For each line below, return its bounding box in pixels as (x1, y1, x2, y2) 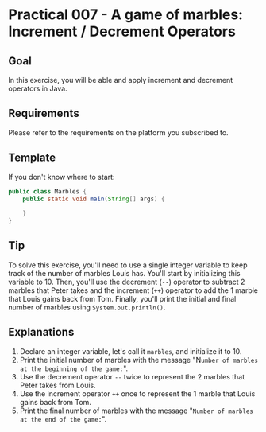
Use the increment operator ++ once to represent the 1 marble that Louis (19, 388, 256, 399)
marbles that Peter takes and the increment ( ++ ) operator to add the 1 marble (8, 285, 259, 295)
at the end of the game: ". (19, 414, 107, 423)
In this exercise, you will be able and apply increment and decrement (8, 76, 233, 84)
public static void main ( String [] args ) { (22, 195, 165, 203)
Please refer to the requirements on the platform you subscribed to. (8, 127, 229, 137)
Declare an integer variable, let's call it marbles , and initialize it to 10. (19, 346, 242, 356)
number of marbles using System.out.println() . (8, 302, 166, 312)
